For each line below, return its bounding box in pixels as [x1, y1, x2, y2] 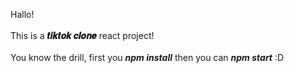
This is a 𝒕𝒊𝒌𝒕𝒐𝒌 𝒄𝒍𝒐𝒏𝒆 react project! [10, 30, 155, 41]
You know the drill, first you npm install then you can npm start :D [10, 52, 285, 63]
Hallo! [10, 9, 35, 20]
